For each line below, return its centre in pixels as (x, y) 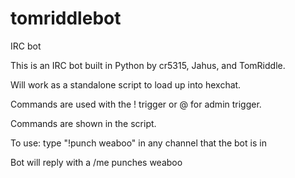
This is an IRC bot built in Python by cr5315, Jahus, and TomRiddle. (148, 65)
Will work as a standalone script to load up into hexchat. (126, 84)
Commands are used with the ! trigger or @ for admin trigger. (136, 104)
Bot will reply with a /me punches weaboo (96, 162)
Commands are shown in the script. (83, 123)
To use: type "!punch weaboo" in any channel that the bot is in (138, 143)
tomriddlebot (66, 18)
